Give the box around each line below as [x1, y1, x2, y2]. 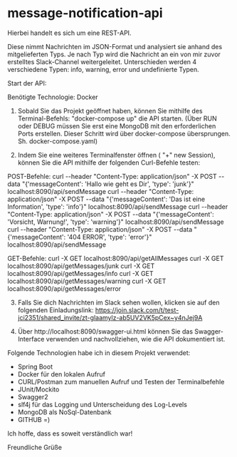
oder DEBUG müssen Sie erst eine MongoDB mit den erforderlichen [17, 121, 216, 130]
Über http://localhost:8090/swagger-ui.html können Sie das [17, 327, 194, 336]
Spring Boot [17, 362, 53, 371]
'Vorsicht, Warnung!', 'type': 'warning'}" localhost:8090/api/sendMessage [7, 217, 224, 226]
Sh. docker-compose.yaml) [17, 137, 98, 145]
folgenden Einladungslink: [17, 305, 94, 314]
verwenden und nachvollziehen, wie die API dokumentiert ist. [46, 334, 226, 343]
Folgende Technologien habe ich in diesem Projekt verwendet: [7, 348, 191, 357]
